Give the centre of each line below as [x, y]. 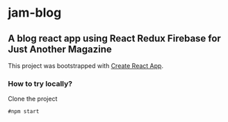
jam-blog [35, 13]
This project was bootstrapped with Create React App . [86, 66]
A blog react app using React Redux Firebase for [114, 38]
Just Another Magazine [60, 49]
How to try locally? [40, 83]
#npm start [24, 112]
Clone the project [33, 99]
